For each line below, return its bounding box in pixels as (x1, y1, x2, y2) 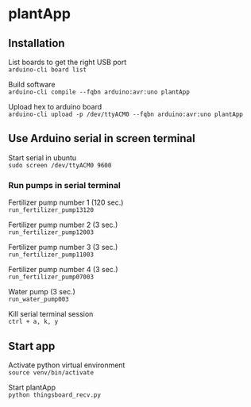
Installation (8, 36, 65, 50)
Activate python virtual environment (8, 360, 125, 370)
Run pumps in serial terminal (8, 179, 121, 190)
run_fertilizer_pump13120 (8, 206, 94, 214)
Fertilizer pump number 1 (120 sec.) (8, 198, 124, 207)
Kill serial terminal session (8, 309, 94, 319)
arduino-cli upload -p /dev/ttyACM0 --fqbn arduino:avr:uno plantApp (8, 110, 244, 118)
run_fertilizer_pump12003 (8, 228, 94, 236)
